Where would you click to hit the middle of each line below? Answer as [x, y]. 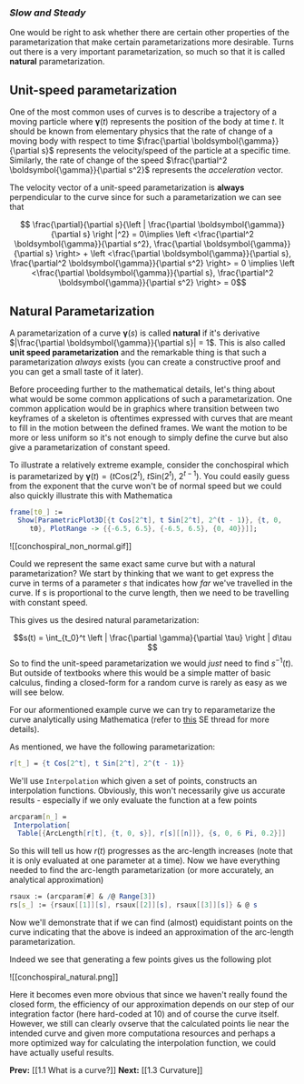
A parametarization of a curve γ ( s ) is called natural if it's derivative [135, 333]
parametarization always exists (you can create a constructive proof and [145, 362]
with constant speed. [49, 603]
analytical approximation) [57, 880]
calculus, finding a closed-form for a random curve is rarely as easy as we [148, 682]
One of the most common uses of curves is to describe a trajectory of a [143, 112]
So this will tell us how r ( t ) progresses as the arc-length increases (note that [151, 851]
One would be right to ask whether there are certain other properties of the [150, 33]
